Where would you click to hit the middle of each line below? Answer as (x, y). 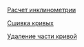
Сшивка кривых (30, 23)
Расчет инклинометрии (42, 10)
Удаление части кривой (42, 36)
